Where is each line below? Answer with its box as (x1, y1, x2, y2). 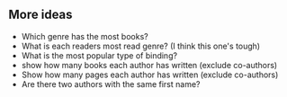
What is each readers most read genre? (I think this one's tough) (21, 40, 261, 51)
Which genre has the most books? (21, 31, 149, 41)
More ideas (8, 7, 73, 22)
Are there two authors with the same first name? (21, 78, 201, 89)
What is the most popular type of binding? (21, 49, 177, 61)
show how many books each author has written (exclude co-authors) (21, 59, 278, 70)
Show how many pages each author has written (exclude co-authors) (21, 69, 279, 80)
